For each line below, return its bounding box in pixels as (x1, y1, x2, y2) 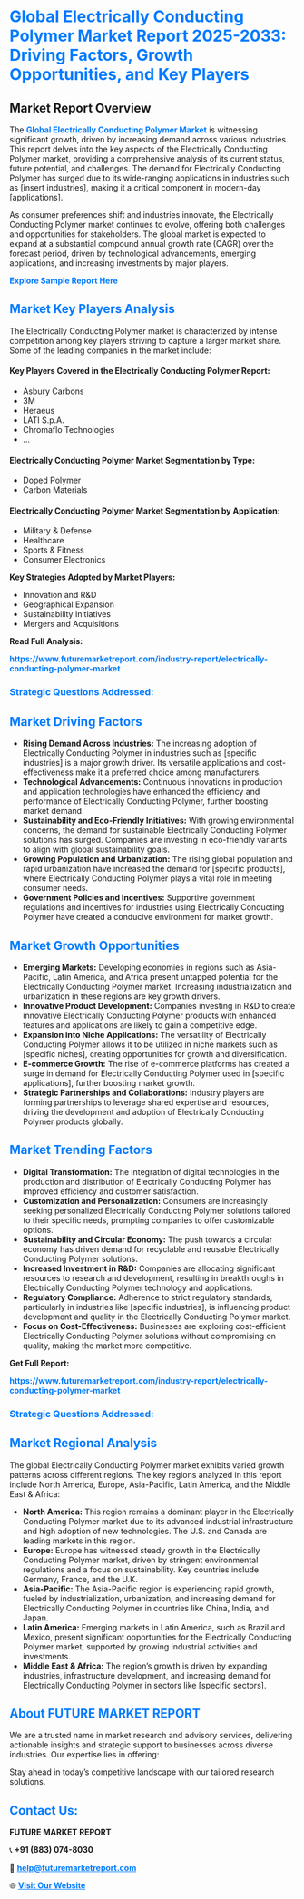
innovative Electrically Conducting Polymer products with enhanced (22, 1010, 277, 1021)
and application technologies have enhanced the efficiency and (22, 787, 260, 798)
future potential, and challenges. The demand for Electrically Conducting (9, 163, 281, 173)
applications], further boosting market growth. (22, 1077, 196, 1088)
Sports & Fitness (22, 544, 84, 555)
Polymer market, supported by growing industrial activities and (22, 1640, 258, 1652)
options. (22, 1224, 54, 1235)
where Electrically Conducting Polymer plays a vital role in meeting (22, 873, 273, 884)
